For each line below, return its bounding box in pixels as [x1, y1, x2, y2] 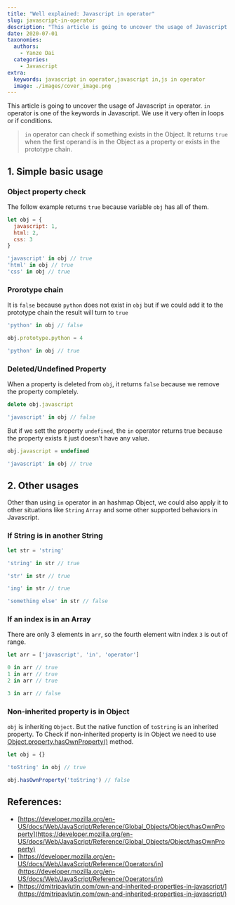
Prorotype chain [7, 284, 64, 294]
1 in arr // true [7, 671, 58, 678]
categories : [13, 56, 49, 63]
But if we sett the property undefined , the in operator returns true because [7, 426, 223, 435]
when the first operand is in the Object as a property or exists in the [24, 138, 220, 146]
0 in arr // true [7, 664, 58, 671]
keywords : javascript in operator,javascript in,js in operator [13, 75, 206, 83]
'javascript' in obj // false [7, 414, 96, 421]
